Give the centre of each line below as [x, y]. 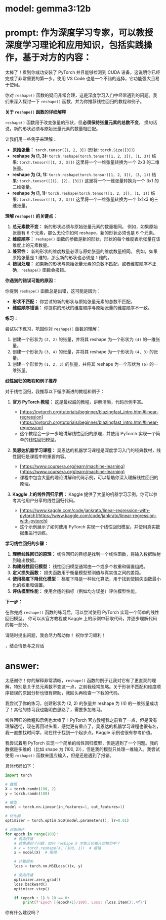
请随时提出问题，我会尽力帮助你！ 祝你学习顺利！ [56, 635]
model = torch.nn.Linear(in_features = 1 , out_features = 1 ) [65, 807]
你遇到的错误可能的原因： [31, 281]
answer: [22, 666]
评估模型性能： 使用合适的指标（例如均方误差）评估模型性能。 [76, 591]
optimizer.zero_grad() [37, 880]
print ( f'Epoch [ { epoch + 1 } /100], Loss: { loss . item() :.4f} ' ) [85, 903]
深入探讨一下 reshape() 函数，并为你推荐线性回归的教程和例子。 [79, 102]
